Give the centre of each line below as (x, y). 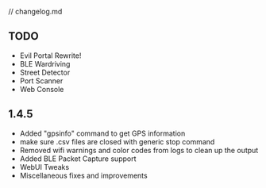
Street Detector (45, 72)
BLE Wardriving (45, 63)
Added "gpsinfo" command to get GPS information (102, 133)
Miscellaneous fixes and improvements (84, 175)
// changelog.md (35, 12)
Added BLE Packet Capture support (78, 159)
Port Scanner (41, 81)
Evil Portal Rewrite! (50, 56)
